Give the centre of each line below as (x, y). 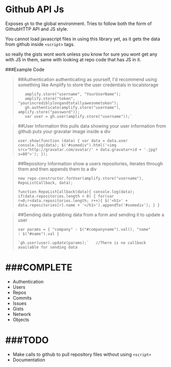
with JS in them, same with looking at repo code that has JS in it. (73, 59)
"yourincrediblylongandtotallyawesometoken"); (68, 103)
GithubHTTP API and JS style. (37, 29)
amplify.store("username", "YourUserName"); (73, 94)
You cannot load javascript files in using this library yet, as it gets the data (83, 39)
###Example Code (25, 69)
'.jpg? (151, 150)
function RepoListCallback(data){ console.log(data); (76, 192)
